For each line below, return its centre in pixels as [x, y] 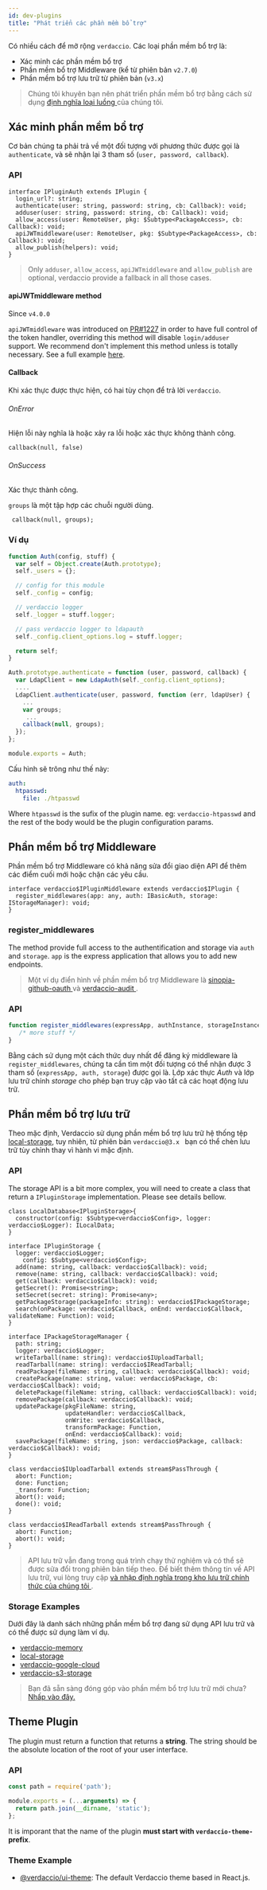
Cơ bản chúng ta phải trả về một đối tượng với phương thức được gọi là [124, 146]
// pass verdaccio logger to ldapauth [80, 629]
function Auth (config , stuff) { [62, 556]
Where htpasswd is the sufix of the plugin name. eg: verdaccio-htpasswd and [132, 814]
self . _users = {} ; [46, 571]
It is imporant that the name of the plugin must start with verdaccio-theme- [131, 1831]
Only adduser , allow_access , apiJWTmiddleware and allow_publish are [140, 269]
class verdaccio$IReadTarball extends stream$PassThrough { [110, 1525]
